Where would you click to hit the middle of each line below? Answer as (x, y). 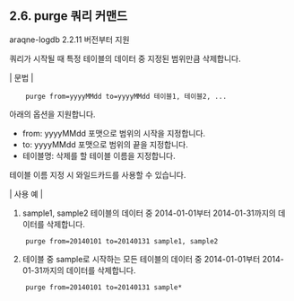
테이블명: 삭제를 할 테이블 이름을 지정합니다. (99, 155)
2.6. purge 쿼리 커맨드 (69, 16)
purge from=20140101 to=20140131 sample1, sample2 (122, 241)
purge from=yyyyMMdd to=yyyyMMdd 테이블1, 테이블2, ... (126, 96)
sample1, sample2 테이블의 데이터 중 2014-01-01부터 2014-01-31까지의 (149, 213)
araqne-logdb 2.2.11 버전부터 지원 (69, 40)
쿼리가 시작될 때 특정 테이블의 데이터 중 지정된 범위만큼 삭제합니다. (125, 58)
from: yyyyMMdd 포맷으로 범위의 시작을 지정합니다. (114, 133)
